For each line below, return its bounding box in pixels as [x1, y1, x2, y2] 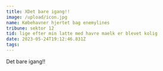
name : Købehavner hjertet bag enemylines [6, 20, 110, 25]
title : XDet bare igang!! [6, 8, 70, 15]
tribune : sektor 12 [6, 25, 55, 31]
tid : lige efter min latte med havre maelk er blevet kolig [6, 31, 158, 37]
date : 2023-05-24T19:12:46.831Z [6, 36, 86, 42]
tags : [6, 42, 20, 48]
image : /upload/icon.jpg [6, 14, 68, 20]
